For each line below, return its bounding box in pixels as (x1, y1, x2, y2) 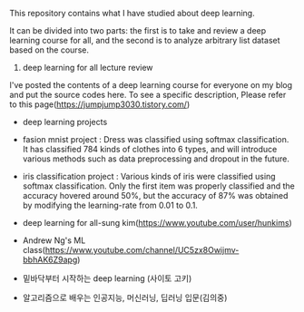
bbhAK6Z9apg (22, 254, 78, 265)
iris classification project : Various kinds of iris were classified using (22, 171, 276, 181)
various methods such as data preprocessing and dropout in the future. (22, 153, 290, 164)
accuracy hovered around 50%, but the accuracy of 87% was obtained (22, 190, 289, 200)
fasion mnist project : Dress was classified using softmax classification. (22, 134, 289, 144)
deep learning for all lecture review (22, 63, 153, 73)
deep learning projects (22, 117, 108, 127)
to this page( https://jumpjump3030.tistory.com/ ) (9, 99, 191, 110)
